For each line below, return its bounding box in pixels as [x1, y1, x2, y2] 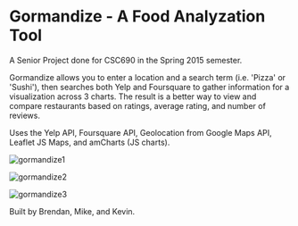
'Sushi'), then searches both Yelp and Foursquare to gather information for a [9, 81, 290, 92]
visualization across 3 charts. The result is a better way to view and [9, 91, 257, 102]
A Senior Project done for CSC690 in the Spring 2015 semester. [9, 54, 243, 65]
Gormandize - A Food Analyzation [9, 6, 266, 27]
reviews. [9, 110, 40, 121]
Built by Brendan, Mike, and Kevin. [9, 205, 136, 216]
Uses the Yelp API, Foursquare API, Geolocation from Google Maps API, [9, 127, 272, 138]
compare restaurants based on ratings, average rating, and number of [9, 100, 266, 111]
